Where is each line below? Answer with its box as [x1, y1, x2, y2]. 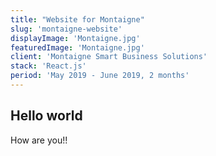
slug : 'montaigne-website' [10, 24, 123, 34]
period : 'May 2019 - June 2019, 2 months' [10, 71, 190, 81]
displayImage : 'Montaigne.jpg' [10, 33, 141, 43]
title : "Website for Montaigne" [10, 14, 145, 25]
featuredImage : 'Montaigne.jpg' [10, 42, 145, 53]
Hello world [10, 107, 83, 125]
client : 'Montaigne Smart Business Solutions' [10, 52, 208, 62]
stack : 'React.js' [10, 61, 87, 71]
